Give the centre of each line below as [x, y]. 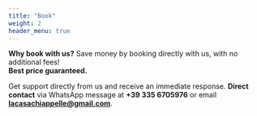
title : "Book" [32, 16]
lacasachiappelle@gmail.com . [61, 104]
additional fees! [34, 62]
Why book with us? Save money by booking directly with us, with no [123, 54]
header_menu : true [39, 31]
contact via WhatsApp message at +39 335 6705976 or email [113, 95]
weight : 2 [25, 23]
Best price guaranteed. [48, 71]
